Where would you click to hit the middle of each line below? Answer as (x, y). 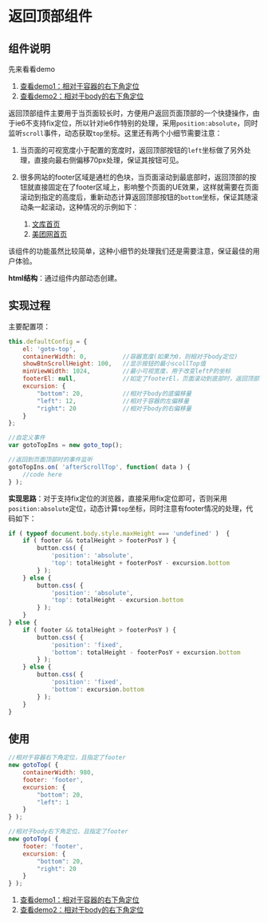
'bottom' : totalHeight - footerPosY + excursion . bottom (146, 653)
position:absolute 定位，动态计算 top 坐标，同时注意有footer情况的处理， (127, 508)
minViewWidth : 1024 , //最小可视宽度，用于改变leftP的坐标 (127, 371)
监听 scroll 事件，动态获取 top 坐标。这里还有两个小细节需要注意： (115, 133)
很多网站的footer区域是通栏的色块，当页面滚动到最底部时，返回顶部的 (134, 177)
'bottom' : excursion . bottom (98, 689)
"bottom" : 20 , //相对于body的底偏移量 (114, 393)
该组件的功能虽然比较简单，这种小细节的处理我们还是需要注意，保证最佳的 (130, 251)
